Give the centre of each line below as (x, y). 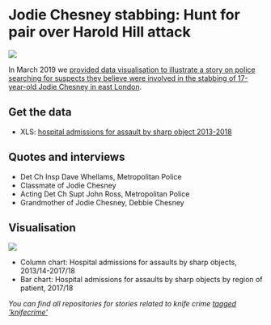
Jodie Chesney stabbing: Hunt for (124, 15)
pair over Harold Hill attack (100, 32)
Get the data (40, 112)
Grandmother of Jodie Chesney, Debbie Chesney (102, 202)
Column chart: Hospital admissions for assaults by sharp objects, (128, 262)
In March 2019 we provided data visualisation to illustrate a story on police (132, 70)
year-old (23, 87)
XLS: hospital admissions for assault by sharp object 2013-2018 (126, 132)
